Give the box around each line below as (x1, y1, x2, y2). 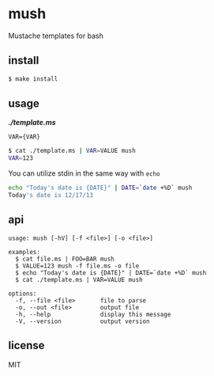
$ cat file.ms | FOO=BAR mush (15, 255, 115, 263)
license (8, 339, 45, 352)
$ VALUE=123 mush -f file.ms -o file (15, 262, 140, 270)
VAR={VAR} (8, 133, 41, 141)
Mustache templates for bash (8, 31, 104, 40)
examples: (8, 248, 41, 256)
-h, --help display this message (15, 310, 171, 318)
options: (8, 290, 37, 298)
